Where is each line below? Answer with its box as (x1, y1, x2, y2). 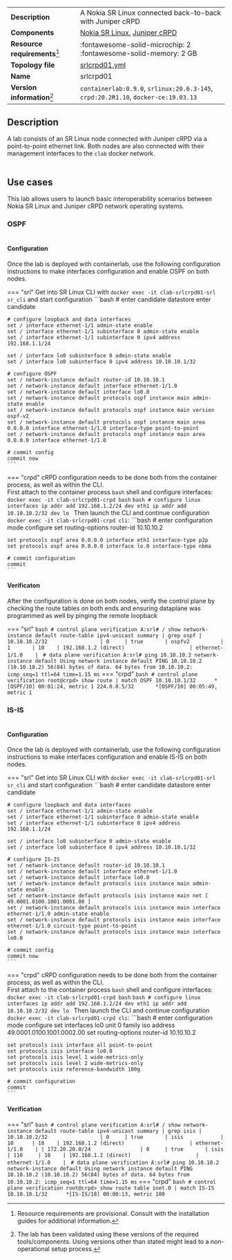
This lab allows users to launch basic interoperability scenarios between (7, 195, 213, 203)
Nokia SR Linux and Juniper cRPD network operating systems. (7, 202, 184, 210)
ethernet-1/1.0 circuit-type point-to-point (7, 923, 137, 930)
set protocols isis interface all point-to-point (7, 1042, 153, 1049)
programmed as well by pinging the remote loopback (7, 611, 157, 619)
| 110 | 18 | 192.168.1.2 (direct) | (7, 1151, 199, 1158)
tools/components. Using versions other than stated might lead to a (17, 1237, 209, 1245)
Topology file (10, 60, 55, 70)
